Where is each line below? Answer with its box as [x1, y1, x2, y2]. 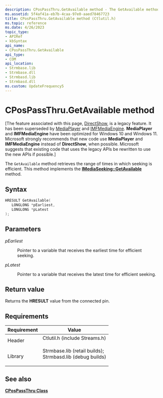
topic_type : [5, 30, 29, 34]
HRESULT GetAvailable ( [5, 198, 51, 203]
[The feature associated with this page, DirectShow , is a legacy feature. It [5, 121, 151, 127]
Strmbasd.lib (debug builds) [42, 353, 107, 360]
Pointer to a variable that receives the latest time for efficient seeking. [17, 271, 156, 277]
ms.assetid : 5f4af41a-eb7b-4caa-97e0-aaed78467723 [5, 12, 110, 16]
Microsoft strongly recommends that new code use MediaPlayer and [5, 136, 143, 142]
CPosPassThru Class [5, 388, 49, 393]
